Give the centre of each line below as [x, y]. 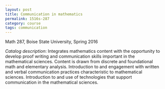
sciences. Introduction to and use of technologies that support [69, 77]
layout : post [19, 10]
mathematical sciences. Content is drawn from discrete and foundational [79, 62]
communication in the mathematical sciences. [52, 82]
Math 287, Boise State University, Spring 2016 [51, 42]
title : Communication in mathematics [44, 14]
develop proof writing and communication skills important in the [70, 56]
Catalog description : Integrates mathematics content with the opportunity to [83, 51]
